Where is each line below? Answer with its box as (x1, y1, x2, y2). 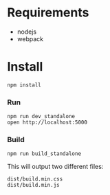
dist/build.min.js (7, 182, 60, 189)
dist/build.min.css (7, 176, 63, 183)
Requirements (7, 5, 89, 21)
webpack (16, 34, 43, 43)
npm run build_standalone (7, 150, 81, 157)
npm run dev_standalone (7, 113, 76, 120)
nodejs (16, 27, 36, 36)
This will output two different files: (7, 163, 104, 171)
